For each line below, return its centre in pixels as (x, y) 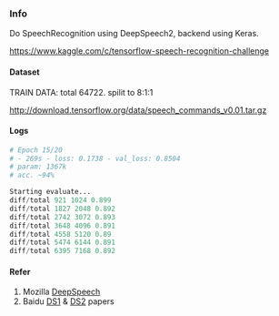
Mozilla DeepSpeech (61, 292)
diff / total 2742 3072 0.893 (63, 217)
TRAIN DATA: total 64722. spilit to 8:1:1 (81, 92)
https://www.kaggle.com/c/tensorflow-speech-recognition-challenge (139, 51)
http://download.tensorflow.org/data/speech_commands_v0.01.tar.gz (138, 110)
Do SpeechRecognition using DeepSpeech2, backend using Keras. (134, 34)
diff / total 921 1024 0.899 (60, 200)
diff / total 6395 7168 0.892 (63, 251)
